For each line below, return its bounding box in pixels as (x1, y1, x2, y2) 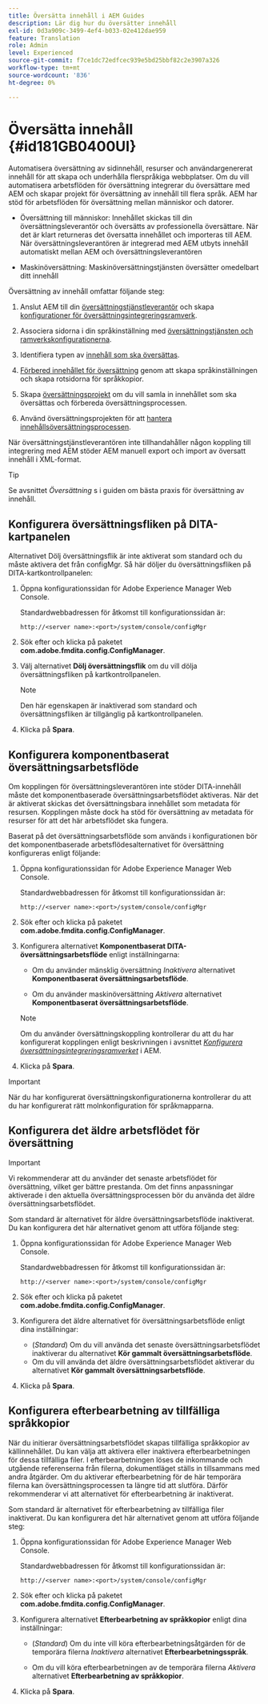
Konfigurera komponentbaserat (8, 748, 170, 761)
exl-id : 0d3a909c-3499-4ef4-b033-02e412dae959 (8, 26, 166, 34)
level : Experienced (8, 49, 74, 57)
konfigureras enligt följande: (8, 848, 102, 858)
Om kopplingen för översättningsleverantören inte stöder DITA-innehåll (8, 782, 242, 792)
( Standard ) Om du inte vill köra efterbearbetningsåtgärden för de (31, 1638, 246, 1648)
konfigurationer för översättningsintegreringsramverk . (19, 311, 198, 320)
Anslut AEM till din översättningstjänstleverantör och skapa (19, 302, 214, 312)
